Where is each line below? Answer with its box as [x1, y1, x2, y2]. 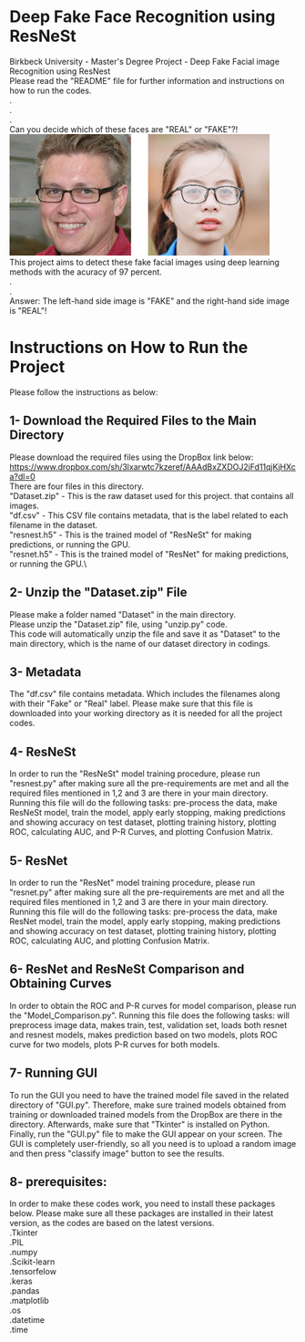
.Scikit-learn [9, 1256, 56, 1267]
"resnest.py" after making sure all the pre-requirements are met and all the [9, 778, 290, 789]
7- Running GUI [9, 1066, 98, 1081]
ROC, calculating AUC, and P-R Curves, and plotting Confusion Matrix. [9, 827, 273, 837]
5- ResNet [9, 853, 68, 869]
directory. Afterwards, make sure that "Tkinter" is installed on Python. [9, 1118, 270, 1129]
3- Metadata [9, 664, 82, 680]
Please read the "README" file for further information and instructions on [9, 75, 285, 86]
